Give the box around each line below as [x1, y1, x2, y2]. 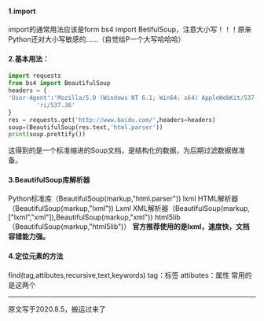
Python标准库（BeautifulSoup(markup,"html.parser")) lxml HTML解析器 [8, 194, 239, 204]
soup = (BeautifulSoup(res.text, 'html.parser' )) [8, 123, 163, 131]
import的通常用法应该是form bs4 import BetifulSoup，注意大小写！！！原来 [8, 24, 252, 35]
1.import [8, 6, 36, 16]
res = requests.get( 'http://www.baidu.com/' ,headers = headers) [8, 116, 216, 124]
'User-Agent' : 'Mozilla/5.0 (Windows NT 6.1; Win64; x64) [8, 94, 199, 102]
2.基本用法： [8, 53, 49, 63]
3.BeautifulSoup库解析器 [8, 175, 90, 184]
